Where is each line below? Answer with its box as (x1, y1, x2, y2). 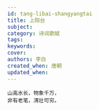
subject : (7, 23, 33, 30)
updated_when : (7, 69, 49, 76)
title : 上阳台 (7, 17, 46, 24)
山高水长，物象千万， (7, 89, 60, 97)
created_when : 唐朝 (7, 62, 62, 69)
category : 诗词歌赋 (7, 29, 60, 37)
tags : (7, 36, 23, 43)
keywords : (7, 43, 37, 50)
